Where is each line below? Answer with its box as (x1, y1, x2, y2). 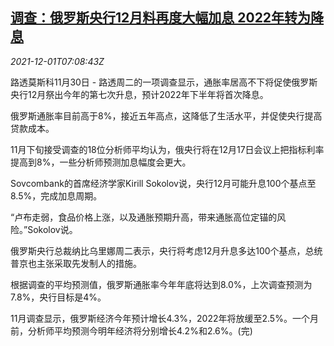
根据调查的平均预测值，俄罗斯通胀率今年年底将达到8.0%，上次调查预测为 (10, 278, 313, 290)
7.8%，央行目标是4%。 (10, 291, 107, 303)
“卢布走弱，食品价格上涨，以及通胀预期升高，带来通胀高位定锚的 (10, 211, 278, 223)
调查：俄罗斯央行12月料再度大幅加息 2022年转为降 (10, 9, 325, 27)
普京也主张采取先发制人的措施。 (10, 257, 142, 269)
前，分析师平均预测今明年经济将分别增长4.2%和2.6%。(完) (10, 324, 253, 337)
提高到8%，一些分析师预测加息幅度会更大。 (10, 156, 192, 168)
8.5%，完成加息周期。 (10, 189, 103, 202)
